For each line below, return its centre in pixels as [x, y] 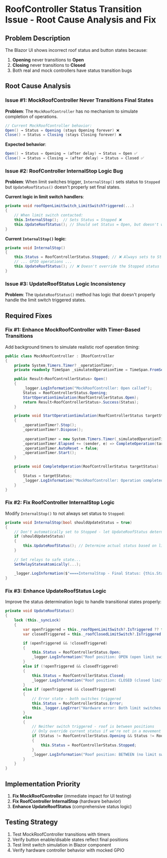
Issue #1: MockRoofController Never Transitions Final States [80, 100]
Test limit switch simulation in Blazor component [62, 845]
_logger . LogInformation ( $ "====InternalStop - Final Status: [78, 574]
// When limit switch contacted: [49, 215]
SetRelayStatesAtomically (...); [47, 564]
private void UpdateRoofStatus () [40, 611]
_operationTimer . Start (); [50, 453]
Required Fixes [29, 316]
